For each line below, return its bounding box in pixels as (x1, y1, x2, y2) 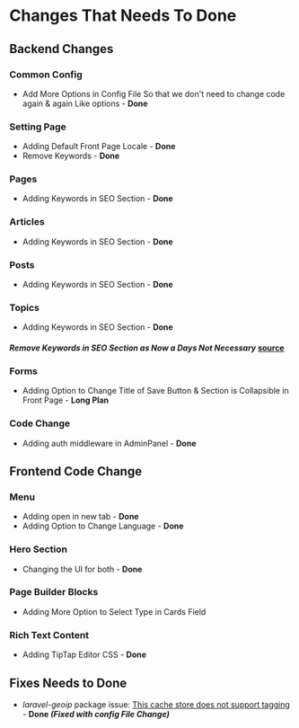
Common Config (9, 68, 83, 81)
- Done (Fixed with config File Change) (22, 708, 171, 719)
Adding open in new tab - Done (22, 511, 139, 522)
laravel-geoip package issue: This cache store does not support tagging (22, 698, 290, 710)
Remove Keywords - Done (22, 150, 120, 162)
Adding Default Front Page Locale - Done (22, 141, 176, 152)
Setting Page (9, 120, 67, 133)
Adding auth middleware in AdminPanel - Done (22, 438, 197, 448)
